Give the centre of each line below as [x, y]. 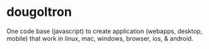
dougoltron [39, 12]
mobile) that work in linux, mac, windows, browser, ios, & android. [100, 38]
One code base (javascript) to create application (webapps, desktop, [104, 31]
